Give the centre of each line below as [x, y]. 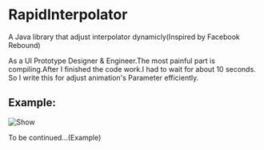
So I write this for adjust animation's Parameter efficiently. [104, 77]
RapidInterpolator [68, 15]
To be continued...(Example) [55, 137]
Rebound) [25, 45]
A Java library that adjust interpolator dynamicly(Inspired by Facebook [124, 37]
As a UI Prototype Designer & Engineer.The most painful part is [112, 61]
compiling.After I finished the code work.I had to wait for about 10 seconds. [132, 69]
